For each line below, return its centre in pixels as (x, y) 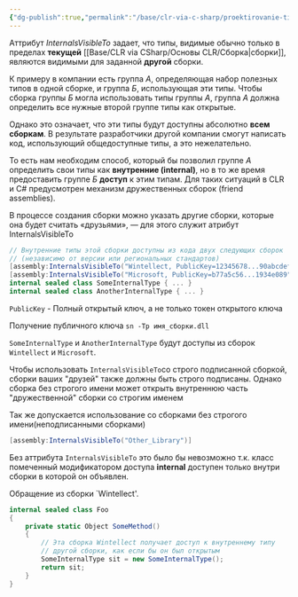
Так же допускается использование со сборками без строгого (128, 414)
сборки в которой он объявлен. (69, 476)
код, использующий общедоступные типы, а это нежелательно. (130, 143)
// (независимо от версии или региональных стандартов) (114, 258)
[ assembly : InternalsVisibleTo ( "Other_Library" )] (101, 440)
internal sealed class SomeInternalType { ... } (101, 283)
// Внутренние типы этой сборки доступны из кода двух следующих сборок (146, 250)
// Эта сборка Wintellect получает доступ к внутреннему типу (158, 543)
